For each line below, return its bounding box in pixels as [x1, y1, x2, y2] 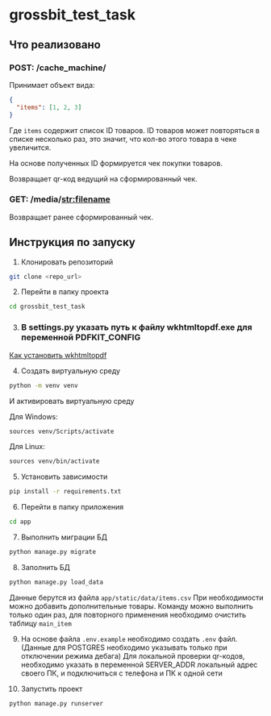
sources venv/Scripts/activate [9, 427, 115, 435]
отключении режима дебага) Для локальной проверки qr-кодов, [20, 651, 245, 660]
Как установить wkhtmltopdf [9, 350, 107, 360]
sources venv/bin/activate [9, 457, 100, 465]
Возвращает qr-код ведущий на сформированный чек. [9, 173, 198, 183]
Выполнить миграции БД [20, 532, 108, 542]
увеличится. [9, 143, 52, 152]
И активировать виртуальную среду [9, 396, 135, 406]
